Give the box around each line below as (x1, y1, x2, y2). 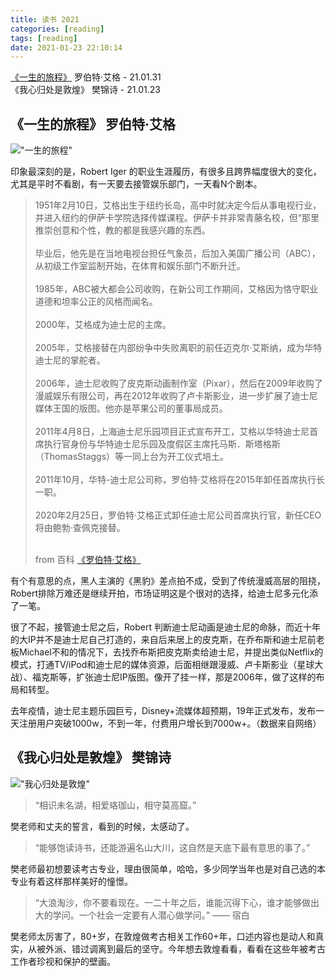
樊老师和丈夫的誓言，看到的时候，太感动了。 (10, 820, 195, 832)
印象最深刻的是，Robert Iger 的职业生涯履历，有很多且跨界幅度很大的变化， (10, 166, 322, 178)
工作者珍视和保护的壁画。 (10, 955, 116, 967)
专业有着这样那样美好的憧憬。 (10, 875, 133, 887)
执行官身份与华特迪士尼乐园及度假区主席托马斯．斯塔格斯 (43, 438, 281, 450)
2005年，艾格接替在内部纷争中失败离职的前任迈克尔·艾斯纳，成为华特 (34, 342, 323, 354)
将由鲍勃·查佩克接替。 (34, 522, 126, 534)
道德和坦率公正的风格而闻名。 (34, 296, 158, 308)
